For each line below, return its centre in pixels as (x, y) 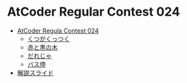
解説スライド (35, 73)
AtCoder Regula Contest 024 (58, 31)
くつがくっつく (48, 39)
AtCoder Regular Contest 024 (93, 12)
